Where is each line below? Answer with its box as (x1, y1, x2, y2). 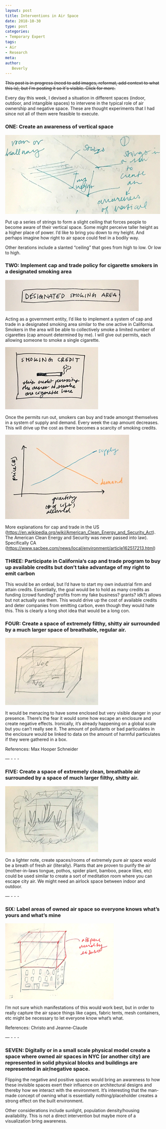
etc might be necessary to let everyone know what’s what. (5, 1015, 124, 1021)
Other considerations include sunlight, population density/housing (5, 1108, 140, 1114)
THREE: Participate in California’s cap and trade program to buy (5, 557, 161, 564)
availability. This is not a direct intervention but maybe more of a (5, 1113, 136, 1119)
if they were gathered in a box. (5, 736, 68, 742)
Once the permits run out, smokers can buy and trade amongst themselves (5, 414, 159, 420)
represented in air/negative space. (5, 1065, 90, 1072)
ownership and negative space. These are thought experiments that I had (5, 105, 155, 111)
